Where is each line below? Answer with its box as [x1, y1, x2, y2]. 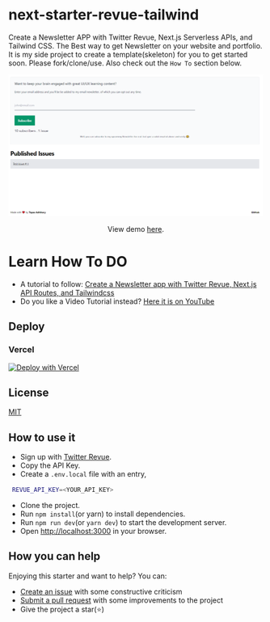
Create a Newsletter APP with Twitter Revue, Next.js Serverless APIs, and [8, 32, 253, 42]
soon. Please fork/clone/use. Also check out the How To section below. [8, 58, 243, 68]
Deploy [8, 320, 45, 334]
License [8, 385, 49, 399]
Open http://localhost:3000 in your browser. [19, 527, 167, 536]
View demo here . [108, 224, 164, 233]
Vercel [8, 344, 35, 355]
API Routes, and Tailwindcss [19, 288, 115, 297]
